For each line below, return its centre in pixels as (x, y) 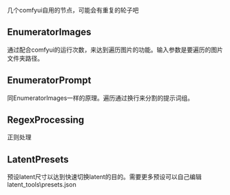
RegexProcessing (46, 120)
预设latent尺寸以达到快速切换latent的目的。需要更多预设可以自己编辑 (104, 177)
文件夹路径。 (25, 58)
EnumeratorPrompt (49, 80)
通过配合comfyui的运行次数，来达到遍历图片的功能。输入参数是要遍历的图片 (115, 50)
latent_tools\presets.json (42, 185)
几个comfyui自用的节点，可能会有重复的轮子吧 (73, 10)
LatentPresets (38, 160)
